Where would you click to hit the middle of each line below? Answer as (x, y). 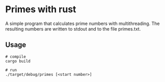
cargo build (18, 61)
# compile (16, 57)
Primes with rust (41, 9)
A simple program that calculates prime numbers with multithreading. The (82, 23)
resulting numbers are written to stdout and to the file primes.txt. (73, 29)
